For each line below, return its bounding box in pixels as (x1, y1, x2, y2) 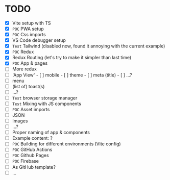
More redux (12, 66, 37, 72)
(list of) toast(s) (12, 83, 45, 89)
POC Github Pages (12, 152, 49, 159)
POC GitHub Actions (12, 146, 53, 153)
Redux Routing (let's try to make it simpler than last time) (12, 55, 132, 61)
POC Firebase (12, 158, 39, 164)
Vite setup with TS (12, 20, 51, 26)
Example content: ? (12, 135, 53, 141)
